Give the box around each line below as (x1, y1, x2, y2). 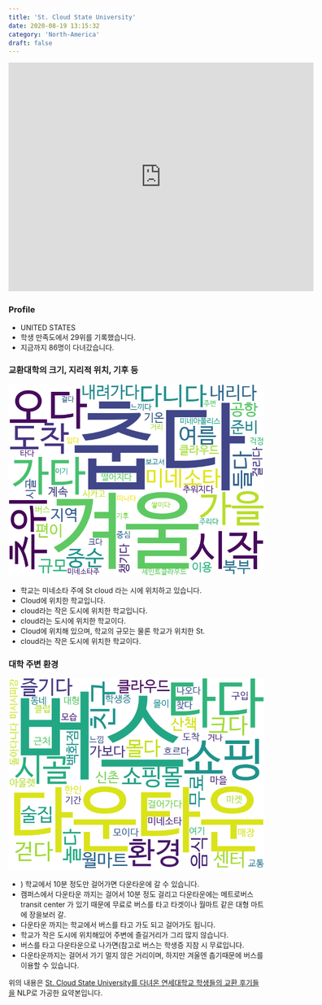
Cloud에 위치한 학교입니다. (20, 595, 106, 605)
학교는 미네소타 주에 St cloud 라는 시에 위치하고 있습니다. (20, 585, 202, 595)
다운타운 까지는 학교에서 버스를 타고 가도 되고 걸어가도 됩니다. (20, 920, 216, 930)
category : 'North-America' (8, 30, 100, 38)
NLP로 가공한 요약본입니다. (16, 988, 103, 998)
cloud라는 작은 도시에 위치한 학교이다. (20, 636, 141, 646)
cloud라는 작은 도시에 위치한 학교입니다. (20, 606, 148, 616)
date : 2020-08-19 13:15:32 (8, 21, 100, 30)
